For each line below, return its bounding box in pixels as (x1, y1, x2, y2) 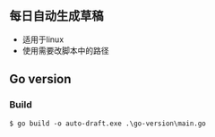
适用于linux (21, 34, 64, 45)
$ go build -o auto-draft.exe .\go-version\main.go (9, 119, 206, 128)
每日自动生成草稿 (9, 8, 104, 24)
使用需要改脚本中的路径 (21, 45, 109, 56)
